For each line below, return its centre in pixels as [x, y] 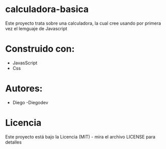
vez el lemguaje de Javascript [36, 28]
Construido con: [40, 49]
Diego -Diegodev [30, 102]
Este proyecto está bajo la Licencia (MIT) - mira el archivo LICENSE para [80, 136]
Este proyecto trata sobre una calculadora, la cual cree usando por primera [83, 23]
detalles [13, 142]
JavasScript [25, 63]
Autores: [24, 89]
